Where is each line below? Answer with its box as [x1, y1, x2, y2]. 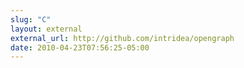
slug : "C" [10, 14, 52, 25]
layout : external [10, 24, 83, 34]
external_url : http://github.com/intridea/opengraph [10, 33, 235, 43]
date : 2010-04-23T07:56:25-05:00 [10, 42, 150, 53]
